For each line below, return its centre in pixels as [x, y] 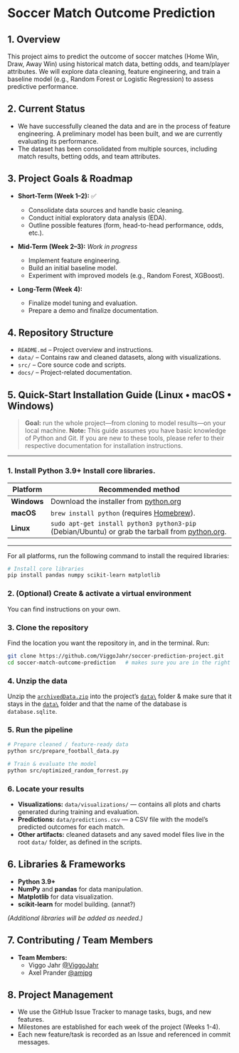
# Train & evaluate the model [52, 764]
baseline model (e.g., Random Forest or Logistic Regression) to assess [111, 79]
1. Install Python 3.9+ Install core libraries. [81, 471]
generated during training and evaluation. [78, 812]
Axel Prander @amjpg [60, 973]
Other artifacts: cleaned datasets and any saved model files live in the [121, 835]
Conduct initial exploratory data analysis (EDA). [97, 218]
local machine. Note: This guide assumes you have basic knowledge [125, 431]
